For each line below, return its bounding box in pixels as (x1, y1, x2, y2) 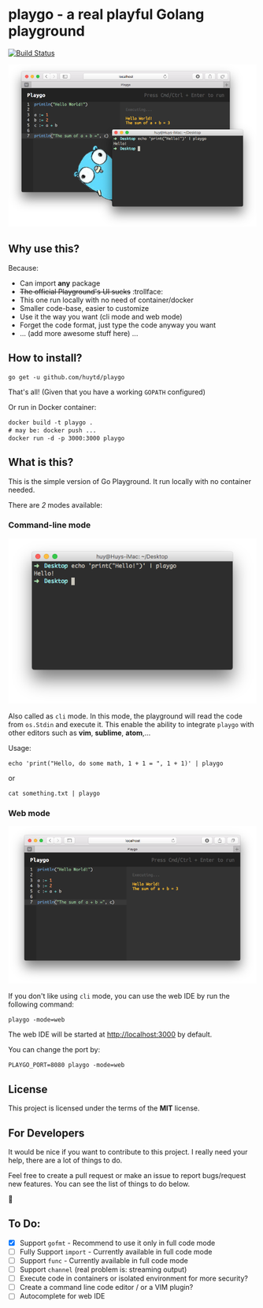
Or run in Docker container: (8, 402, 97, 412)
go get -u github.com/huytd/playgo (8, 373, 125, 381)
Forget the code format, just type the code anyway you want (19, 320, 217, 330)
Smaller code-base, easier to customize (19, 303, 150, 312)
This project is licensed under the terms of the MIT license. (8, 1103, 200, 1113)
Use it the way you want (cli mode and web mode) (19, 312, 183, 321)
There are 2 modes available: (8, 500, 102, 509)
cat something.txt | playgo (8, 789, 101, 798)
